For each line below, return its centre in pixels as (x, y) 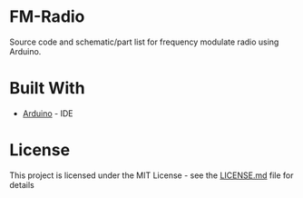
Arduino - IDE (48, 113)
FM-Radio (47, 17)
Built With (47, 89)
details (22, 184)
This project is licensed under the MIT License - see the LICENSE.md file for (151, 175)
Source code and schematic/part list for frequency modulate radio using (144, 42)
